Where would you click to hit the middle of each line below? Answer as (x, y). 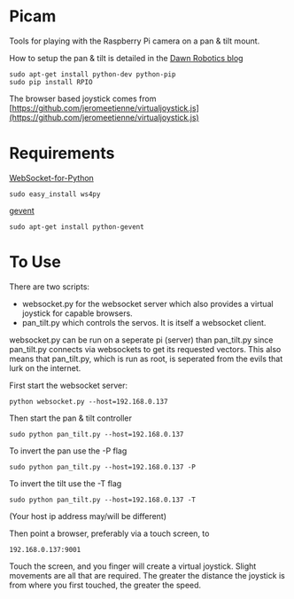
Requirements (62, 154)
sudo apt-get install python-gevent (77, 227)
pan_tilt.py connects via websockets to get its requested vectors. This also (145, 349)
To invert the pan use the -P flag (68, 451)
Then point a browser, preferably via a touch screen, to (109, 533)
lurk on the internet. (45, 368)
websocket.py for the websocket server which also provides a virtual (147, 303)
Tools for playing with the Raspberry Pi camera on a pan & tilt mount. (135, 41)
